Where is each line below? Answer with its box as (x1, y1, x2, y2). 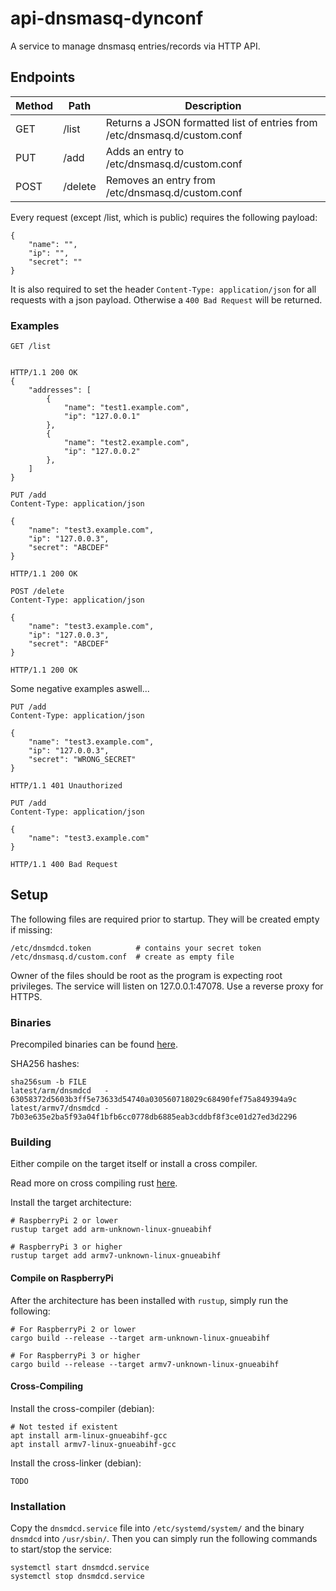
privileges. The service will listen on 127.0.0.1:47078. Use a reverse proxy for (10, 980, 324, 992)
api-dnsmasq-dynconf (10, 7, 204, 30)
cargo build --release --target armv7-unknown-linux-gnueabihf (10, 1359, 280, 1369)
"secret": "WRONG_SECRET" (28, 755, 137, 765)
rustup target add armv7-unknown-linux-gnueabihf (10, 1251, 222, 1261)
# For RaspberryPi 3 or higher (10, 1350, 141, 1361)
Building (10, 1135, 52, 1149)
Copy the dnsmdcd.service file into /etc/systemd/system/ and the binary (10, 1522, 305, 1534)
